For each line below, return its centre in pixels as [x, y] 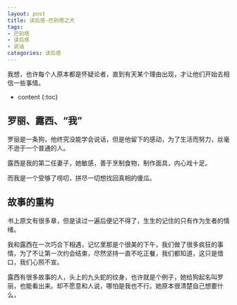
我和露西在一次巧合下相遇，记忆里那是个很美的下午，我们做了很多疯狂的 [112, 244]
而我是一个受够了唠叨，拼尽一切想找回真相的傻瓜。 [81, 178]
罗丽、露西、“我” [45, 121]
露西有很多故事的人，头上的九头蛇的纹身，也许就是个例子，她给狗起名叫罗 [115, 277]
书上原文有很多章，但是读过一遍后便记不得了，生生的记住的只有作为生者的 [115, 220]
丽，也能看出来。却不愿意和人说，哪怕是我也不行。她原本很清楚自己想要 [112, 285]
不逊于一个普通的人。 [38, 148]
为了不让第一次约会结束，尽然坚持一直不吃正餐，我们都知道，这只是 [118, 253]
